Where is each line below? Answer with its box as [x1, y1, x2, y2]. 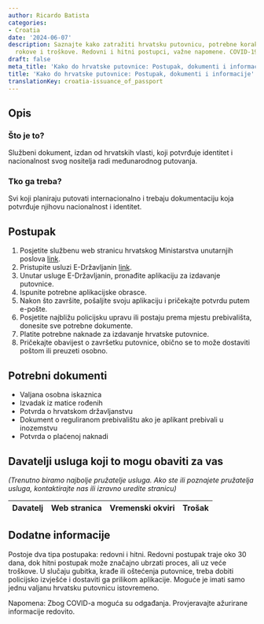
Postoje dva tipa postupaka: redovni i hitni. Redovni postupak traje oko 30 [8, 549, 247, 559]
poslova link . [19, 254, 61, 264]
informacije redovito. [8, 607, 75, 616]
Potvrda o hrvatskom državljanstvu [19, 407, 134, 416]
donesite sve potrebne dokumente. [19, 321, 134, 330]
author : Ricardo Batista [8, 11, 90, 20]
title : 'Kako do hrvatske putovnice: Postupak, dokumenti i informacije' [8, 70, 255, 78]
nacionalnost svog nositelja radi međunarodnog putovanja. [8, 157, 198, 166]
